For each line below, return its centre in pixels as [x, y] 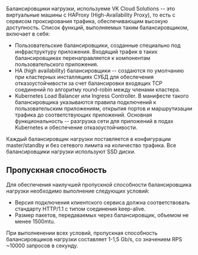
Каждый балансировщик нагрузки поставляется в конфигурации [88, 139]
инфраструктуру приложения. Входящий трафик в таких [86, 52]
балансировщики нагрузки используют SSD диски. [71, 152]
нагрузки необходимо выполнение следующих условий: [78, 191]
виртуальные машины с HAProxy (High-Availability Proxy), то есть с [91, 15]
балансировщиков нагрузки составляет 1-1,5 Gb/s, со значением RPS [94, 239]
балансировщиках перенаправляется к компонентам [82, 58]
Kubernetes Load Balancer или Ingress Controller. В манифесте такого [102, 96]
